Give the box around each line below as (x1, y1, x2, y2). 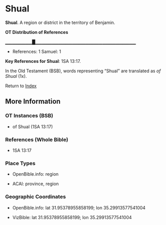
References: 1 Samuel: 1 (12, 48, 61, 54)
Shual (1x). (5, 73, 27, 79)
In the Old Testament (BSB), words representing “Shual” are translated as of (5, 68, 161, 74)
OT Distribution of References (5, 29, 68, 35)
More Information (5, 97, 61, 106)
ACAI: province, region (12, 181, 59, 187)
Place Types (5, 160, 36, 167)
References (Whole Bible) (5, 136, 68, 143)
